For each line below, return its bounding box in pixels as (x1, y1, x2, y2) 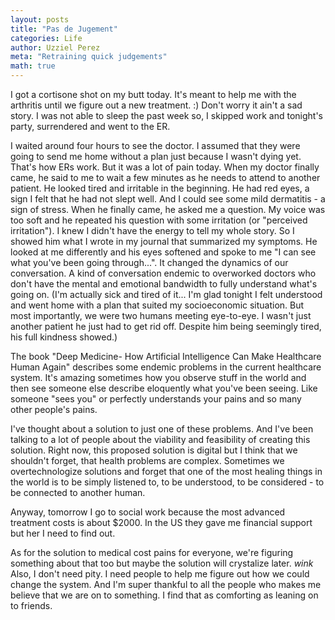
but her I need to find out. (10, 527, 116, 539)
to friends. (10, 600, 53, 611)
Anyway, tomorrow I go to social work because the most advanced (10, 506, 286, 518)
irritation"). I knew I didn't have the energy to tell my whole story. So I (10, 225, 295, 236)
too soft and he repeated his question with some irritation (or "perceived (10, 214, 308, 226)
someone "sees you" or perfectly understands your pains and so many (10, 393, 302, 405)
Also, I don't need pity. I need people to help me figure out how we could (10, 568, 310, 580)
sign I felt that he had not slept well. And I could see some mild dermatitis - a (10, 193, 326, 205)
